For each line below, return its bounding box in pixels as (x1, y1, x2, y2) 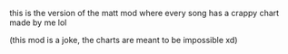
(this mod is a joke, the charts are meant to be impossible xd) (9, 35, 238, 45)
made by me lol (9, 17, 67, 28)
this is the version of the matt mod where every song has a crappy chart (9, 8, 280, 18)
